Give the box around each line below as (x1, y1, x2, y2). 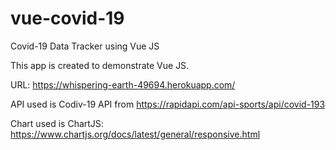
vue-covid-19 (10, 7, 125, 30)
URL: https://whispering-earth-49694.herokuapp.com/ (10, 78, 236, 91)
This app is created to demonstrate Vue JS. (10, 59, 190, 71)
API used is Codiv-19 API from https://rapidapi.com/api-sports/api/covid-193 (10, 98, 326, 110)
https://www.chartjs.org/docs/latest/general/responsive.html (10, 128, 261, 140)
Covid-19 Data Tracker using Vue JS (10, 40, 160, 52)
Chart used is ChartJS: (10, 117, 104, 129)
